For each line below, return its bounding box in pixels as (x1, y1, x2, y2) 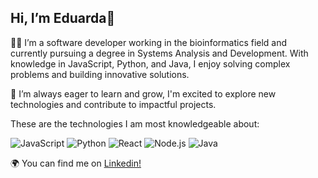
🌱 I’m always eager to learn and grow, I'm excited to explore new (10, 87, 277, 100)
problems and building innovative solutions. (10, 68, 190, 80)
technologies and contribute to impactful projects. (10, 98, 217, 110)
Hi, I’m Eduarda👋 (10, 10, 116, 27)
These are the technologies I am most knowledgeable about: (10, 117, 260, 130)
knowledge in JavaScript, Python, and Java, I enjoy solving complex (10, 57, 291, 70)
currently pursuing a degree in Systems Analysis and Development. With (10, 47, 309, 59)
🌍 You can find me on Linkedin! (10, 157, 142, 169)
